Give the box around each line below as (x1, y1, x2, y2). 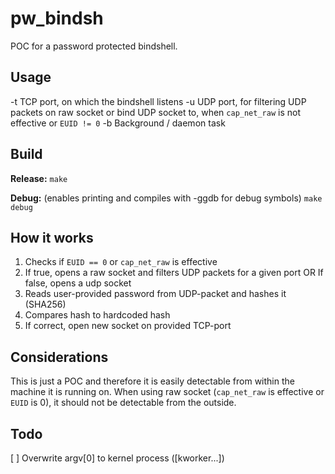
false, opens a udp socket (24, 277, 132, 289)
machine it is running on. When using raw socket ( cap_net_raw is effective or (10, 386, 325, 398)
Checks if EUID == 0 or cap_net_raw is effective (24, 256, 218, 268)
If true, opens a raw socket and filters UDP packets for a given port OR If (24, 267, 324, 279)
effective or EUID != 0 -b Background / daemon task (10, 117, 226, 129)
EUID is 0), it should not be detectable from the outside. (10, 397, 237, 409)
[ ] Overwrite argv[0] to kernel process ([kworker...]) (10, 452, 225, 464)
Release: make (10, 172, 68, 184)
